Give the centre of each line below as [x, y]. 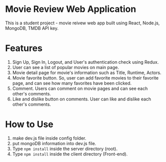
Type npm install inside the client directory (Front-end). [70, 154]
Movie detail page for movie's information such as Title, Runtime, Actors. [87, 73]
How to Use [29, 124]
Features [24, 48]
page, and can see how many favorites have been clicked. [72, 83]
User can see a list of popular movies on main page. [66, 67]
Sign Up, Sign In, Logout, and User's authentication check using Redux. [85, 62]
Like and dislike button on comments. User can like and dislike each [82, 99]
